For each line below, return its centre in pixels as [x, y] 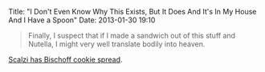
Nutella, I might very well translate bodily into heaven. [116, 44]
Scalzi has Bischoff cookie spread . [65, 60]
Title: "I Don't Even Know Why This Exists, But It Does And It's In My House [132, 12]
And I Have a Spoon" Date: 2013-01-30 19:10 [82, 20]
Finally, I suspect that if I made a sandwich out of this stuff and [131, 36]
